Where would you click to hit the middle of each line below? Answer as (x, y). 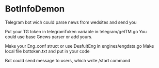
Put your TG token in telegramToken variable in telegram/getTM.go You (76, 31)
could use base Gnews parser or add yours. (49, 37)
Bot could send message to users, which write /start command (68, 60)
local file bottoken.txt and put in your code (47, 51)
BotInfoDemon (35, 9)
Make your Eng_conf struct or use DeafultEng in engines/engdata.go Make (79, 46)
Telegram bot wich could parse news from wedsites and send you (71, 22)
